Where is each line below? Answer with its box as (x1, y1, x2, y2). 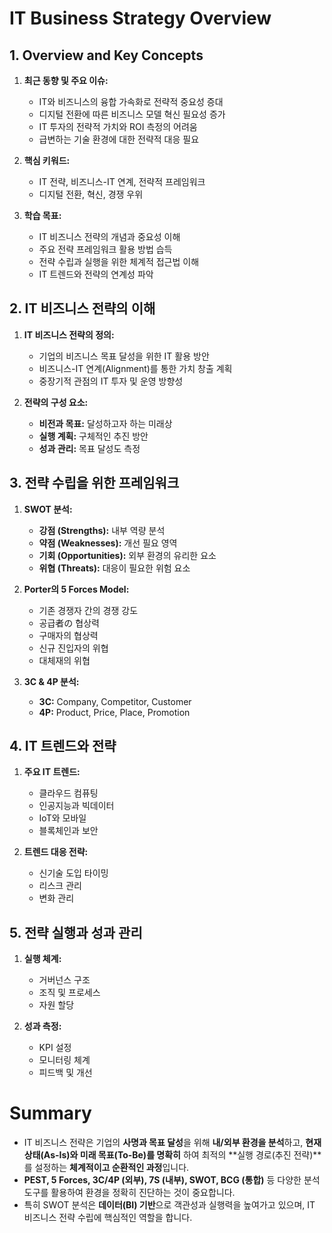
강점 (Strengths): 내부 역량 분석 (38, 524, 166, 536)
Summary (9, 1102, 92, 1125)
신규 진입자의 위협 (38, 642, 109, 654)
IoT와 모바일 (38, 812, 87, 824)
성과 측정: (23, 1020, 62, 1032)
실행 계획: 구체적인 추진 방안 (38, 430, 149, 442)
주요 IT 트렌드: (23, 766, 81, 778)
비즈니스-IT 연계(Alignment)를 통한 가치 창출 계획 (38, 362, 233, 374)
